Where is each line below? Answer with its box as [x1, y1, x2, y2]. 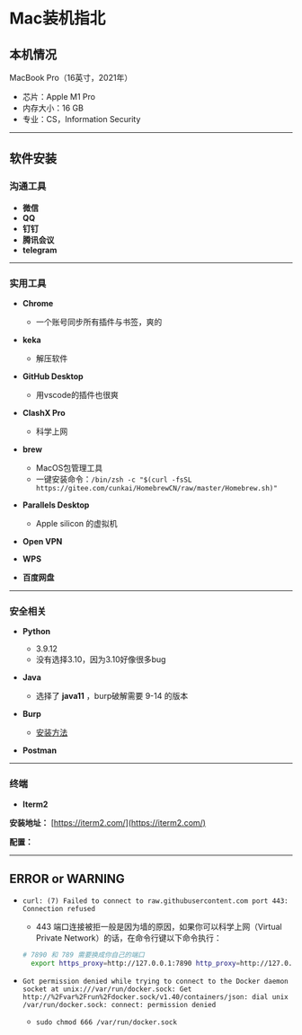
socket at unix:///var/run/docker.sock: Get [22, 985, 192, 994]
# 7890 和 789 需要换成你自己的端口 [22, 951, 146, 960]
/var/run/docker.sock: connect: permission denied [22, 1001, 217, 1010]
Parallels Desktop [22, 500, 90, 510]
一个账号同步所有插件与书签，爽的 [35, 316, 163, 327]
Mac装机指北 [9, 8, 106, 29]
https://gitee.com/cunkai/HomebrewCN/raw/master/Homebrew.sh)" [35, 483, 279, 492]
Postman [22, 745, 57, 756]
